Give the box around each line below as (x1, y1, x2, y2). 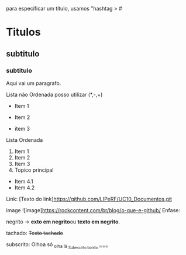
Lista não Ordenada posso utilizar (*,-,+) (6, 91, 103, 98)
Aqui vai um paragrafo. (6, 79, 61, 87)
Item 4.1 (14, 178, 33, 185)
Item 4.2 (14, 184, 35, 191)
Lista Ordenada (6, 136, 43, 143)
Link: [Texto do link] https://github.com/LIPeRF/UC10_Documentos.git (6, 195, 173, 202)
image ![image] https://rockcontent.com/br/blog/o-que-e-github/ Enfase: (6, 206, 180, 213)
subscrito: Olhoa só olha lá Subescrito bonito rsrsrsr (6, 240, 108, 250)
